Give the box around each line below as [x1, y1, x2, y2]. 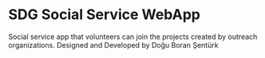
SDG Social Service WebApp [8, 6, 201, 24]
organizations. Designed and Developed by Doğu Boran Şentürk [8, 40, 219, 49]
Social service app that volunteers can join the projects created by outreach [8, 32, 258, 41]
